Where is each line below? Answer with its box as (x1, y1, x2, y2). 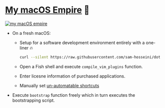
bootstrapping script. (12, 97, 55, 103)
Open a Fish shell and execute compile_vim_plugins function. (19, 63, 143, 69)
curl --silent (19, 54, 49, 59)
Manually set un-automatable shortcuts (19, 82, 100, 88)
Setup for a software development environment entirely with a (19, 39, 145, 46)
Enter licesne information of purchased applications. (19, 73, 126, 79)
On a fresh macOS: (12, 30, 51, 36)
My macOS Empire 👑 (5, 4, 90, 16)
